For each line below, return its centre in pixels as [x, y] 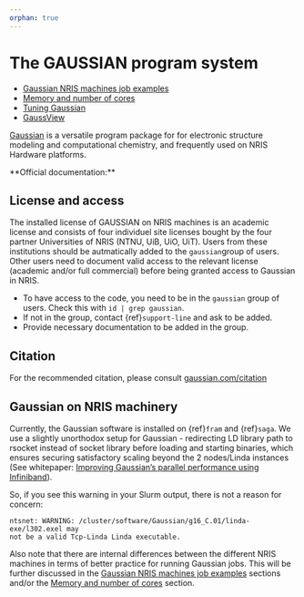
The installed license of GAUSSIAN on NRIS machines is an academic [139, 222]
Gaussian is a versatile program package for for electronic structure [137, 135]
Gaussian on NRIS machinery [94, 407]
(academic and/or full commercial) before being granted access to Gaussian [152, 271]
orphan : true [34, 18]
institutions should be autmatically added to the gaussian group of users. [144, 252]
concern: [26, 504]
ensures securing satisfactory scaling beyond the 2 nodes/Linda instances [149, 458]
